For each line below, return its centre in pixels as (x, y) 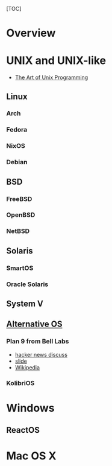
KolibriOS (20, 383)
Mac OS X (31, 456)
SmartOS (20, 268)
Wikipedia (27, 367)
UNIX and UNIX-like (56, 61)
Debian (17, 162)
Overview (31, 33)
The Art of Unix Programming (51, 77)
